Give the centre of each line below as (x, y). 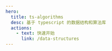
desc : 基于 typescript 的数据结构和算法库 (59, 22)
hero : (12, 11)
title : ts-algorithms (37, 17)
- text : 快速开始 (35, 33)
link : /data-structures (50, 39)
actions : (21, 28)
